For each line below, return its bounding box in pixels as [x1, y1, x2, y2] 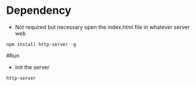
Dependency [6, 4, 72, 17]
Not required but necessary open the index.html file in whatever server [14, 23, 190, 31]
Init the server [14, 64, 50, 71]
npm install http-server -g [6, 41, 77, 47]
